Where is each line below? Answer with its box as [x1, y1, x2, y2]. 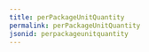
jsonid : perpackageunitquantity [9, 29, 129, 38]
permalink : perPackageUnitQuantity [9, 21, 141, 30]
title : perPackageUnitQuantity [9, 12, 125, 22]
